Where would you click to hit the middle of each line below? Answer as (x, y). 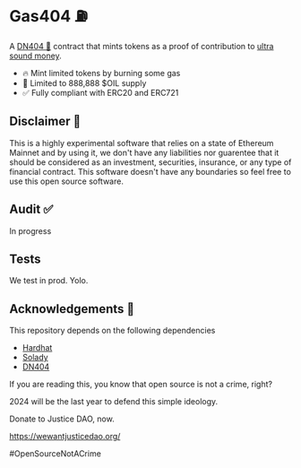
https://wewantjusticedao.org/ (65, 437)
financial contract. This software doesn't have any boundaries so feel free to (150, 171)
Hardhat (37, 348)
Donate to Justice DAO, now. (62, 419)
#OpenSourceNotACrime (55, 454)
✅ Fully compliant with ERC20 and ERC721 (100, 92)
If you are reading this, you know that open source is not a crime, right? (141, 385)
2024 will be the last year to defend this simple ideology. (114, 402)
